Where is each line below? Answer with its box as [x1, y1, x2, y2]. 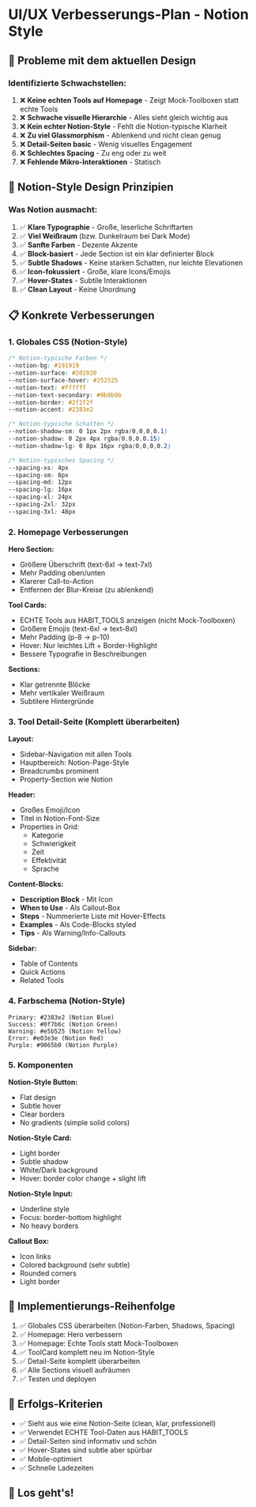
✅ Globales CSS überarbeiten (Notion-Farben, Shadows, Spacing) [19, 1321, 235, 1330]
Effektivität [31, 856, 67, 865]
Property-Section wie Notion [19, 774, 113, 784]
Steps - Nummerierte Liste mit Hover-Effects [19, 911, 166, 921]
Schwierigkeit [31, 839, 77, 849]
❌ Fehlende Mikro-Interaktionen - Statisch [19, 156, 161, 167]
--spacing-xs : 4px [8, 464, 69, 472]
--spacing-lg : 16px [8, 486, 73, 494]
